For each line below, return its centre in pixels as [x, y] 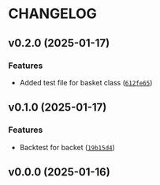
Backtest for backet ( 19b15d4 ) [67, 147]
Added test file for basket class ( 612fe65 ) [86, 82]
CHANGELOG [52, 14]
